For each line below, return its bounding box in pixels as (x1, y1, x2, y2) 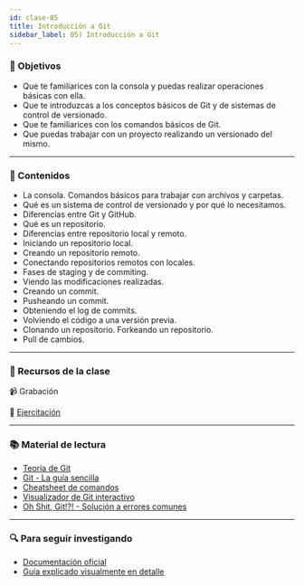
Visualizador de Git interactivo (22, 491, 136, 502)
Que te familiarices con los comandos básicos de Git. (22, 118, 222, 129)
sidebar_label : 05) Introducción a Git (9, 30, 160, 39)
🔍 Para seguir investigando (9, 533, 133, 545)
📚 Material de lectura (9, 439, 107, 451)
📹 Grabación (9, 386, 59, 397)
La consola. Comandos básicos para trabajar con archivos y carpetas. (22, 189, 284, 200)
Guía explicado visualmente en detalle (22, 566, 165, 577)
